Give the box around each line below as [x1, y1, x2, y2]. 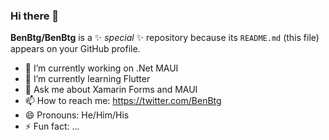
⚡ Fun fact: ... [24, 120, 80, 133]
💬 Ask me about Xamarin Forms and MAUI [24, 84, 198, 96]
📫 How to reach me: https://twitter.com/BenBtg [24, 95, 222, 107]
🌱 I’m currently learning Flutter [24, 73, 151, 85]
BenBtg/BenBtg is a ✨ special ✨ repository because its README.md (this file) [10, 32, 320, 44]
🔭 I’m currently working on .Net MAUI [24, 62, 179, 74]
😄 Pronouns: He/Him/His [24, 109, 130, 121]
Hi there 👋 [10, 9, 60, 23]
